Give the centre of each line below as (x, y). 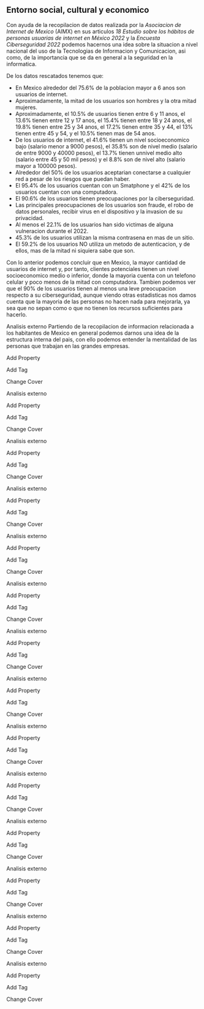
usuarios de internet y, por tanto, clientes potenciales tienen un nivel (93, 268)
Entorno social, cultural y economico (78, 10)
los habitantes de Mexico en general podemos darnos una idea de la (93, 333)
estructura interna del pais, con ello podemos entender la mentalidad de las (102, 339)
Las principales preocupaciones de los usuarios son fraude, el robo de (104, 205)
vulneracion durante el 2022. (52, 231)
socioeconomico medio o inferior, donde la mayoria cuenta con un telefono (101, 275)
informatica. (21, 64)
